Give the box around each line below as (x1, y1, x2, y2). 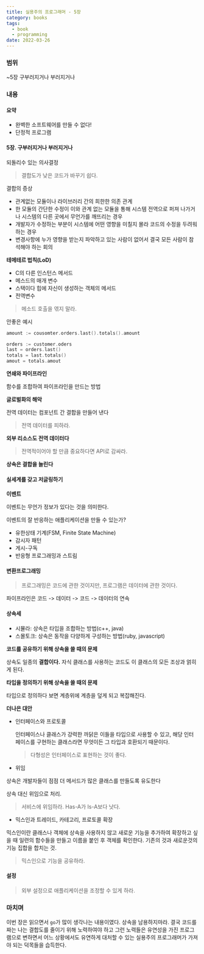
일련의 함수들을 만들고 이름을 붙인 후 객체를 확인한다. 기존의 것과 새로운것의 (19, 836, 198, 844)
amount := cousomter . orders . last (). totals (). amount (6, 330, 140, 336)
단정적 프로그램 (15, 129, 52, 136)
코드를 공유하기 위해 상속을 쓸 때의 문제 (6, 645, 97, 652)
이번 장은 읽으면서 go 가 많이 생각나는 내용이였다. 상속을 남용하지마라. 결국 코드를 (6, 919, 197, 926)
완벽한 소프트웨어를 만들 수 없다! (15, 121, 92, 129)
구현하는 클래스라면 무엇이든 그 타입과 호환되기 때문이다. (36, 738, 170, 746)
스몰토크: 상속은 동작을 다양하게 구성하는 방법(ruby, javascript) (15, 632, 166, 639)
